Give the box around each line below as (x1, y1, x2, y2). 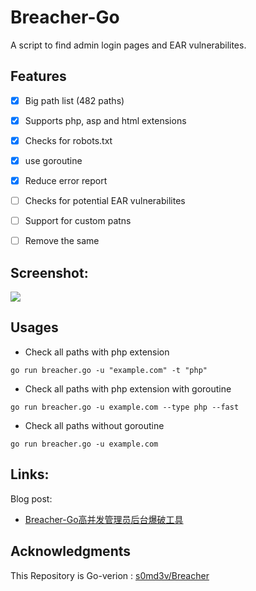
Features (10, 68, 67, 85)
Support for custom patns (24, 215, 132, 227)
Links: (10, 466, 50, 483)
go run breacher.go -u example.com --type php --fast (10, 402, 240, 412)
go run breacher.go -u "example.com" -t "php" (10, 365, 208, 375)
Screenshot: (10, 264, 89, 281)
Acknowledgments (10, 543, 132, 560)
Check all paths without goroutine (24, 419, 165, 431)
